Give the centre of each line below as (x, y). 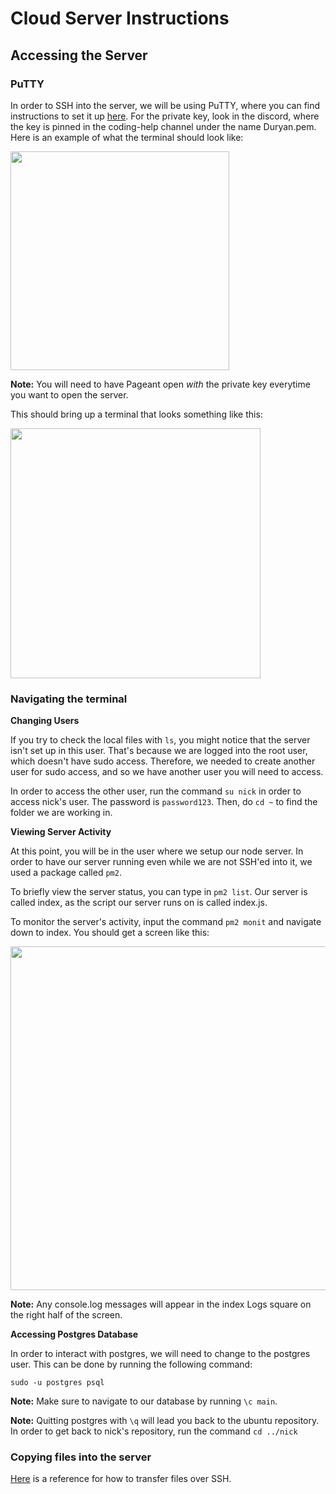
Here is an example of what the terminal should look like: (127, 137)
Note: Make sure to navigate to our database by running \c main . (144, 1401)
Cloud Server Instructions (120, 18)
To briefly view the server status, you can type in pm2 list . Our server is (159, 892)
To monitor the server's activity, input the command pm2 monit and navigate (166, 922)
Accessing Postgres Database (74, 1334)
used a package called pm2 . (66, 873)
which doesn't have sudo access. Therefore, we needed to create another (163, 761)
